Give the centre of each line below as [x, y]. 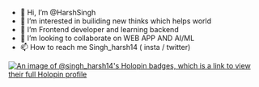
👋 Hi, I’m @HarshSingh [58, 12]
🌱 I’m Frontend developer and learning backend [100, 29]
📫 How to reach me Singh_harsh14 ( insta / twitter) [105, 47]
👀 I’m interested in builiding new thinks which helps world [116, 21]
